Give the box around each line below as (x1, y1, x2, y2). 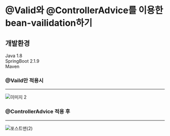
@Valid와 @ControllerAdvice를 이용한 (5, 5, 163, 16)
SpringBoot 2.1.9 (5, 58, 39, 64)
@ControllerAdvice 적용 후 (5, 108, 70, 115)
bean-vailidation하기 (5, 17, 93, 29)
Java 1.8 (5, 53, 23, 59)
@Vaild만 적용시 (5, 77, 44, 84)
